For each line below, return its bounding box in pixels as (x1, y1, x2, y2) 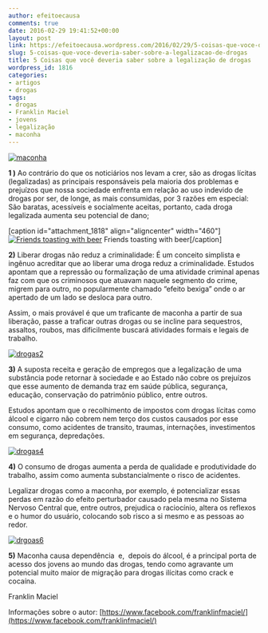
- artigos (8, 78, 41, 86)
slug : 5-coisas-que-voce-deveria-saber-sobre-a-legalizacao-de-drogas (8, 49, 248, 57)
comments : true (8, 19, 59, 27)
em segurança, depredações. (8, 431, 105, 440)
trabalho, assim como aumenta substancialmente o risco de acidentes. (8, 470, 241, 480)
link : (8, 42, 26, 50)
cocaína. (8, 576, 37, 586)
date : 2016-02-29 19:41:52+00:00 (8, 26, 120, 34)
